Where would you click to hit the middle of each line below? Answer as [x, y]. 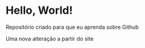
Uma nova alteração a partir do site [50, 38]
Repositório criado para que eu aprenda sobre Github [72, 27]
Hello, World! [39, 10]
